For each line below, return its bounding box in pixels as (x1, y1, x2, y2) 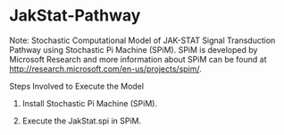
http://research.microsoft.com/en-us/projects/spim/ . (9, 63, 203, 74)
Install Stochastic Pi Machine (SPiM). (21, 97, 158, 108)
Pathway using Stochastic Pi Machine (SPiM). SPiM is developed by (9, 44, 258, 55)
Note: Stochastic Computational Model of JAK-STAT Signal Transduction (9, 35, 276, 46)
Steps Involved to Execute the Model (9, 80, 145, 91)
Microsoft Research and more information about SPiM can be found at (9, 54, 267, 64)
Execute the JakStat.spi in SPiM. (21, 115, 142, 126)
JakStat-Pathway (9, 5, 141, 26)
